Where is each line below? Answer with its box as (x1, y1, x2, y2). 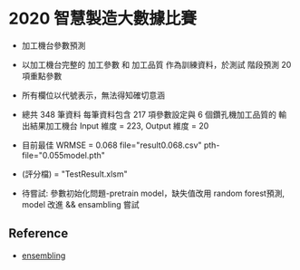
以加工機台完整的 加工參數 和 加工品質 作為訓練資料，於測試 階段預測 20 (21, 59, 292, 70)
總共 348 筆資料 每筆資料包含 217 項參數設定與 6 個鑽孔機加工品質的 (21, 109, 277, 120)
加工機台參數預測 (21, 40, 86, 51)
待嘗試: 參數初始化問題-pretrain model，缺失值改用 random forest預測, (21, 188, 285, 198)
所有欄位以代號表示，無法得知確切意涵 (21, 90, 165, 101)
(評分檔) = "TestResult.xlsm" (21, 169, 128, 179)
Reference (8, 226, 69, 241)
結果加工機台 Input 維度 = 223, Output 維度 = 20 (29, 120, 209, 131)
